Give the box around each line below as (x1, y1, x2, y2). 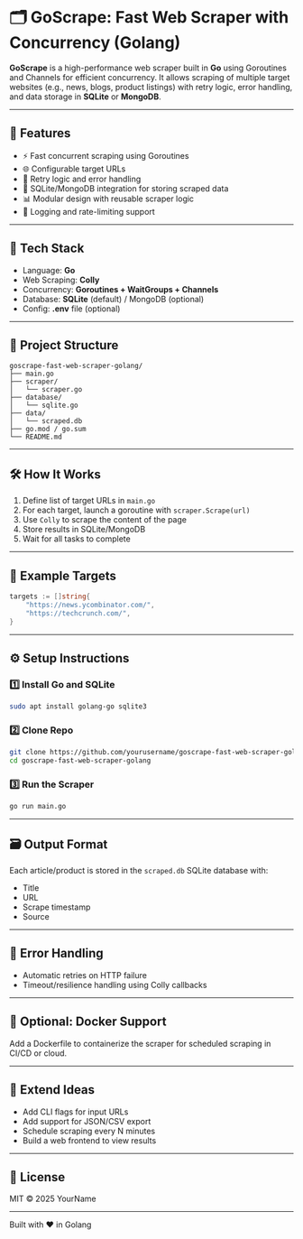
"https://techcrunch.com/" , (25, 608, 131, 618)
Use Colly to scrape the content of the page (22, 514, 188, 525)
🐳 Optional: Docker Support (9, 1014, 167, 1030)
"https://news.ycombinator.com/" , (25, 600, 155, 609)
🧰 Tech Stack (9, 241, 85, 256)
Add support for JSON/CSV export (22, 1115, 151, 1126)
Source (22, 911, 50, 922)
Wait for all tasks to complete (22, 533, 131, 544)
